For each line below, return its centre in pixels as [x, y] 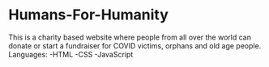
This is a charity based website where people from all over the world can [130, 37]
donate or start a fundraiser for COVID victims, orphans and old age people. [135, 45]
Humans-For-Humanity [88, 15]
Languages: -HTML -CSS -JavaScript [71, 54]
